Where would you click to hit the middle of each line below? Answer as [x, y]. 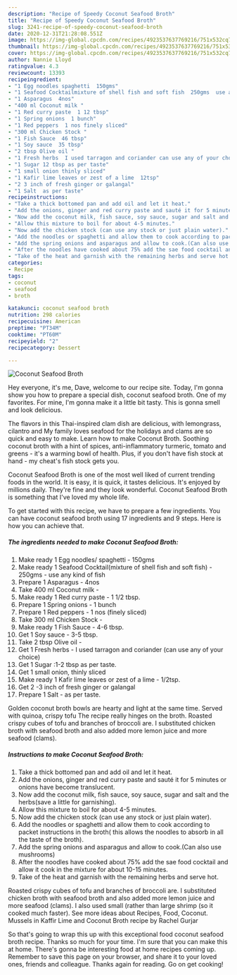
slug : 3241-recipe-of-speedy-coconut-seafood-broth [85, 27]
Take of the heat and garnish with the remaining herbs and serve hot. [118, 877]
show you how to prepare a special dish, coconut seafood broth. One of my [117, 395]
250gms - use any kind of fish [62, 575]
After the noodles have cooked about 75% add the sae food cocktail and [123, 862]
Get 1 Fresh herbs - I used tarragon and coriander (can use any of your [121, 650]
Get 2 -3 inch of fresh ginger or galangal [77, 687]
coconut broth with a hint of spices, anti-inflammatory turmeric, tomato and [117, 446]
